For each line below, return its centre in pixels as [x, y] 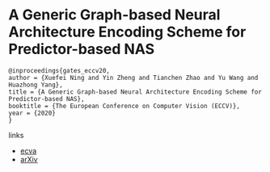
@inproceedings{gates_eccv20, [59, 70]
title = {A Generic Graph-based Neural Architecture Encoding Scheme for [135, 92]
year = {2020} [32, 113]
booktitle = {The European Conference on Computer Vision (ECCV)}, [124, 106]
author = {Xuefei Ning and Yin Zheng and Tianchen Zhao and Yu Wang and [133, 78]
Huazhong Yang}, [36, 85]
